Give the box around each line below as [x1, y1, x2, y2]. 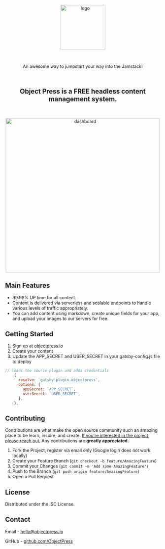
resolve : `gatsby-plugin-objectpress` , [18, 377, 100, 383]
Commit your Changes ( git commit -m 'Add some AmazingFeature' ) [12, 463, 149, 469]
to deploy [12, 359, 32, 365]
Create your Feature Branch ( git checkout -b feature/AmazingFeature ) [12, 458, 157, 464]
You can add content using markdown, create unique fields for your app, [12, 310, 160, 316]
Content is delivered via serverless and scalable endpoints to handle [12, 300, 151, 306]
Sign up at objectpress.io [12, 343, 63, 349]
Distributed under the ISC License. [5, 501, 75, 507]
